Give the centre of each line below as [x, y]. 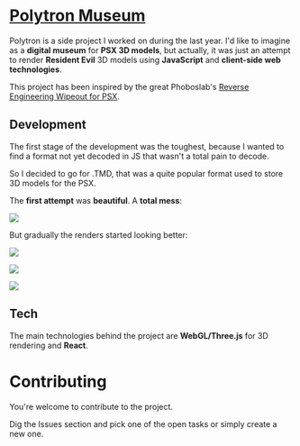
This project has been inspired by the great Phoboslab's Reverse [129, 86]
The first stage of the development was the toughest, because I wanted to [147, 146]
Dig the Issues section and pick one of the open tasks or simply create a [143, 423]
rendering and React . [49, 345]
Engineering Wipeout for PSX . [64, 96]
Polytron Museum [77, 16]
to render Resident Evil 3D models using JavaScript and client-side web [145, 59]
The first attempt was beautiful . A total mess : [96, 200]
